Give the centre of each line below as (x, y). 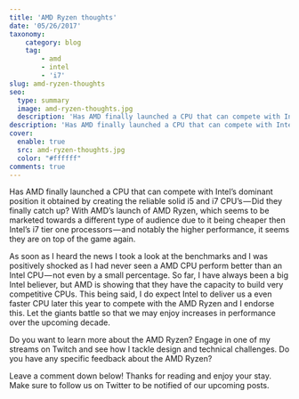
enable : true (41, 142)
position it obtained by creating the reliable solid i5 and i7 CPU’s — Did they (146, 201)
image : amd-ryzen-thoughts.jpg (75, 109)
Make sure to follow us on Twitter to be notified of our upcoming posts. (139, 386)
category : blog (53, 42)
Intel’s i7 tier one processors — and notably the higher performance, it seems (149, 230)
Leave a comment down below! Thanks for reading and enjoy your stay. (140, 376)
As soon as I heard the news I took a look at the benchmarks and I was (139, 256)
